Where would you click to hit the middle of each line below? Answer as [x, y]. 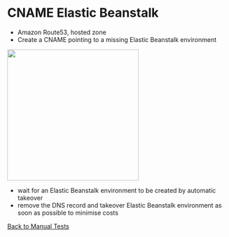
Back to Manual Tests [38, 226]
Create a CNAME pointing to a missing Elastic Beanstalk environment [117, 39]
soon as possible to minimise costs [68, 213]
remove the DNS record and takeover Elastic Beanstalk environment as [119, 205]
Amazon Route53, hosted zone [62, 32]
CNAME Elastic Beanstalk [83, 13]
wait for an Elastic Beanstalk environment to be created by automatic [117, 190]
